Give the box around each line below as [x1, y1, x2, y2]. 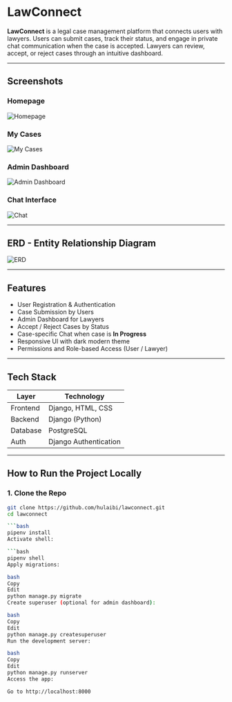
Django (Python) [48, 414, 102, 424]
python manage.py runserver [7, 670, 88, 676]
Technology [64, 391, 105, 401]
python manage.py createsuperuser [7, 631, 107, 638]
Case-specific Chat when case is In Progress [17, 330, 147, 339]
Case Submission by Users [17, 308, 95, 316]
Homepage [7, 96, 45, 106]
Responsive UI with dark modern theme [17, 337, 130, 345]
